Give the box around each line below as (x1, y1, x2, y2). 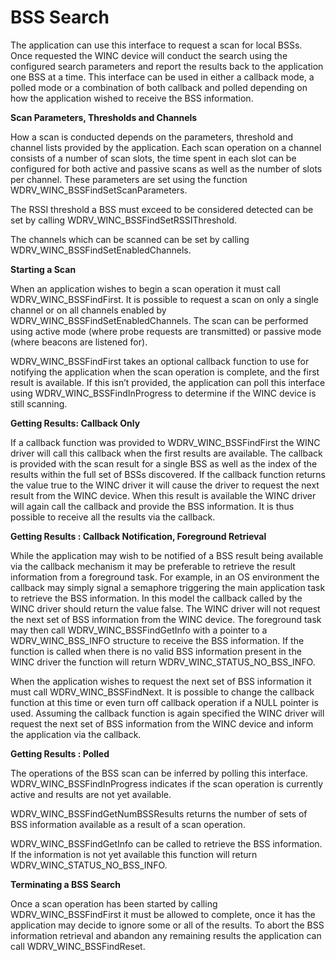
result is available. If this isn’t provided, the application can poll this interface (10, 376, 326, 388)
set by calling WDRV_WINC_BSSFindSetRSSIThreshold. (10, 214, 238, 226)
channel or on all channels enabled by (10, 304, 167, 316)
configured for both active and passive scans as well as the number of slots (10, 162, 323, 175)
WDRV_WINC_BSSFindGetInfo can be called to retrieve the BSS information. (10, 837, 323, 850)
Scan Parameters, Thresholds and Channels (10, 111, 198, 123)
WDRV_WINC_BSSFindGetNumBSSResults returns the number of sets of (10, 807, 308, 820)
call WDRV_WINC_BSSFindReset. (10, 940, 146, 952)
